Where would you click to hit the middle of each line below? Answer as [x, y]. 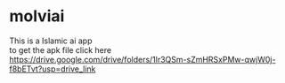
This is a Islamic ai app [51, 41]
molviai [37, 16]
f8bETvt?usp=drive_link [53, 69]
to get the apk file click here [61, 49]
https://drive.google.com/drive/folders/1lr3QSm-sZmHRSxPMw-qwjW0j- [142, 59]
